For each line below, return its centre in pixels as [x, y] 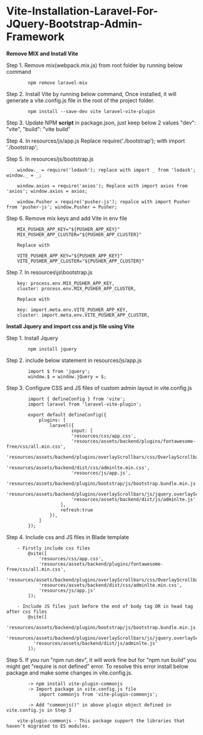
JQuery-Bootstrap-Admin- [75, 24]
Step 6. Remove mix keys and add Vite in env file [67, 218]
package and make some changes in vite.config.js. [69, 673]
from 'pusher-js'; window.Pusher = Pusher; [62, 207]
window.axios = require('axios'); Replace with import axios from [102, 186]
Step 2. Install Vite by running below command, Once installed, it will [92, 94]
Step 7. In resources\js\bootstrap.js [49, 272]
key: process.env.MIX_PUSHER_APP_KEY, [66, 283]
